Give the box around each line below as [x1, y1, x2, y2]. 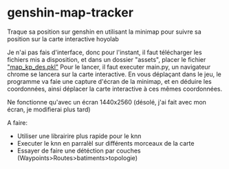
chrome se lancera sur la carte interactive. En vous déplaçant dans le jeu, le [7, 70, 221, 78]
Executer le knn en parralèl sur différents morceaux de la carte [17, 139, 195, 147]
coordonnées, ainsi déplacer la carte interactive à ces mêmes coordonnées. [7, 84, 223, 93]
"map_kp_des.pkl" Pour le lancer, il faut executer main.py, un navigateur [7, 63, 211, 71]
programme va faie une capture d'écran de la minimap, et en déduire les [7, 77, 212, 85]
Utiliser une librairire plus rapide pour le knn [17, 132, 142, 140]
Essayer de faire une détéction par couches [17, 146, 141, 155]
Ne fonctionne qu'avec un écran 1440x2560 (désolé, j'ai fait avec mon [7, 98, 206, 106]
